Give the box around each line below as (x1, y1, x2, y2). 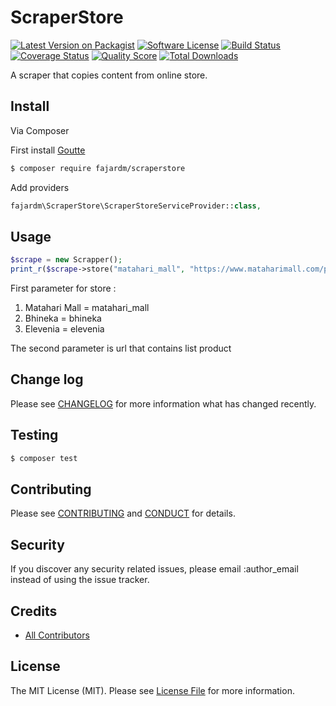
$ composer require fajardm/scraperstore (10, 163, 186, 173)
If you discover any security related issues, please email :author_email (10, 563, 299, 575)
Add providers (10, 181, 70, 193)
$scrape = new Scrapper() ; (10, 255, 123, 265)
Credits (10, 602, 58, 620)
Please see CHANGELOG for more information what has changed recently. (10, 397, 317, 410)
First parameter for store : (10, 282, 117, 295)
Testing (10, 427, 59, 444)
